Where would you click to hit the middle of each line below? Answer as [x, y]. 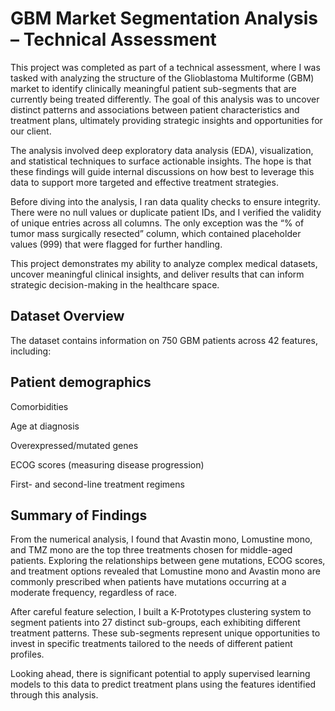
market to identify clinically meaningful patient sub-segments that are [153, 88]
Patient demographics [81, 382]
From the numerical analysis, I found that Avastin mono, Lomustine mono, [161, 539]
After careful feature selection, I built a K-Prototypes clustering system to [161, 612]
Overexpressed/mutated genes [74, 445]
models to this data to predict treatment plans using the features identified [163, 684]
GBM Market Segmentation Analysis [164, 18]
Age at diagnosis [45, 426]
